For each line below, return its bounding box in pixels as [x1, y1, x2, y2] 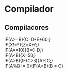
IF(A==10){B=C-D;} [4, 47, 44, 53]
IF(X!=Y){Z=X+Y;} [4, 42, 40, 48]
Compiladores [4, 23, 49, 32]
